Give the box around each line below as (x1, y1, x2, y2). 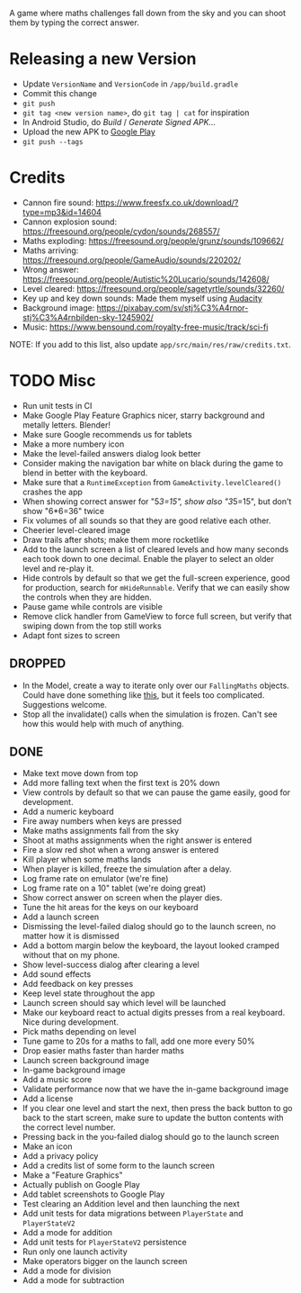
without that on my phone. (22, 950, 120, 961)
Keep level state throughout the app (22, 988, 155, 999)
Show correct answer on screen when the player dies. (22, 892, 223, 903)
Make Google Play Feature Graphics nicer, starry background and (22, 410, 265, 420)
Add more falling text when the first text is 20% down (22, 778, 220, 789)
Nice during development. (22, 1017, 120, 1027)
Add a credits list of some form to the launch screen (22, 1161, 216, 1171)
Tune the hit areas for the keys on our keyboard (22, 902, 199, 913)
